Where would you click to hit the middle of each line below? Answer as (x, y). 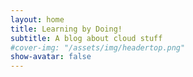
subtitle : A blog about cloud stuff (86, 38)
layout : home (37, 19)
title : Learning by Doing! (66, 29)
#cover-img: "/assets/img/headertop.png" (98, 47)
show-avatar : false (51, 57)
